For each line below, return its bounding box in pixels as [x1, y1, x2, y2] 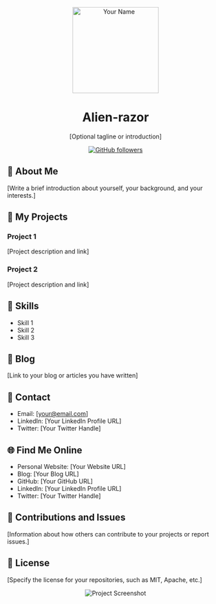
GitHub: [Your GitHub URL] [17, 477, 93, 485]
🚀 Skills [7, 300, 39, 312]
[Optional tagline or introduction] [69, 132, 162, 140]
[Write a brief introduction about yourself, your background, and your [7, 184, 203, 192]
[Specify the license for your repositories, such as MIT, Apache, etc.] [7, 575, 203, 584]
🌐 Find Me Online [7, 444, 83, 456]
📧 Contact [7, 391, 51, 403]
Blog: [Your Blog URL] [17, 470, 79, 478]
